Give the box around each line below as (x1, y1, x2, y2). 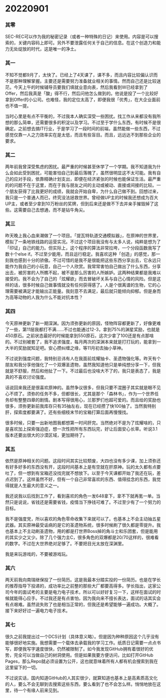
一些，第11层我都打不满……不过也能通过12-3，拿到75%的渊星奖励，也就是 (9, 326, 160, 332)
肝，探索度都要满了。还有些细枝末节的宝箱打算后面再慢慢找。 (5, 409, 131, 415)
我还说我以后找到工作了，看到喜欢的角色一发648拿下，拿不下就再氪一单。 (5, 493, 157, 499)
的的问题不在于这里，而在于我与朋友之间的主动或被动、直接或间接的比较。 (5, 182, 157, 188)
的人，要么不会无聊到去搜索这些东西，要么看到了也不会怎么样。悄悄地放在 (5, 681, 157, 687)
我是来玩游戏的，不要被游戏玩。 (5, 551, 70, 557)
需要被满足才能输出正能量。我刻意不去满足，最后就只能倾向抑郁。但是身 (9, 288, 157, 294)
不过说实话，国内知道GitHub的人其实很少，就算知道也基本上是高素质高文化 (5, 675, 158, 681)
